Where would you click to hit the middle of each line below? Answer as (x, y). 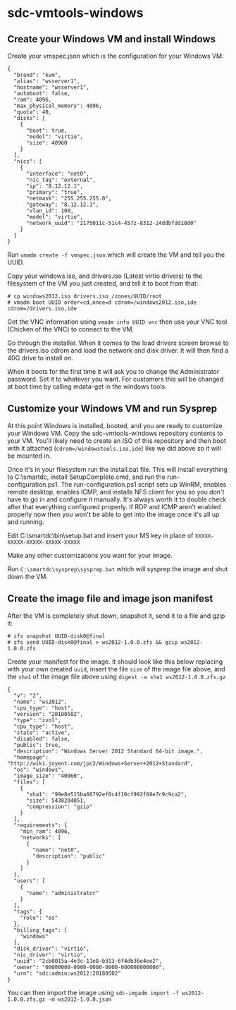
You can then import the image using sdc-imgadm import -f (93, 992)
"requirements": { (41, 825)
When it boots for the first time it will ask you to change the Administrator (113, 371)
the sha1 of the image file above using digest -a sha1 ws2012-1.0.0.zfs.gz (117, 676)
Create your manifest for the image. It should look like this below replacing (115, 662)
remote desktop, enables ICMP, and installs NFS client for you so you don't (116, 492)
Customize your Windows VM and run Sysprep (112, 409)
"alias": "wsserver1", (47, 81)
